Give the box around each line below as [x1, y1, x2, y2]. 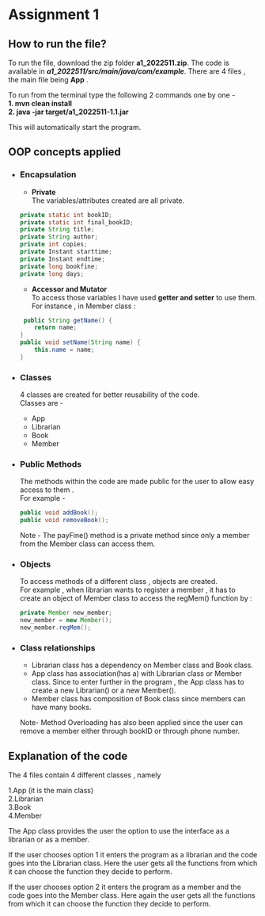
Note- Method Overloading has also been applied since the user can [19, 718, 244, 727]
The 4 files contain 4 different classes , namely [8, 770, 161, 780]
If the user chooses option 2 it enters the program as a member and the [8, 882, 241, 892]
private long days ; [19, 269, 85, 278]
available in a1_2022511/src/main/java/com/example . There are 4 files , [8, 67, 246, 76]
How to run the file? [8, 37, 107, 51]
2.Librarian [8, 794, 44, 803]
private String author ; [19, 233, 99, 241]
